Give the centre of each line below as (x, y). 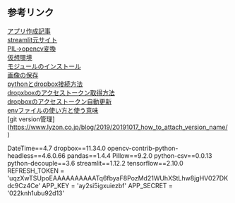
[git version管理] (31, 119)
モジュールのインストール (44, 66)
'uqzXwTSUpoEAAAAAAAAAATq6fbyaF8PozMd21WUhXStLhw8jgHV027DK (118, 178)
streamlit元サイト (32, 39)
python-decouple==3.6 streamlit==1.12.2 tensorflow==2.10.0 (95, 163)
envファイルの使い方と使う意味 (53, 110)
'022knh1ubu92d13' (36, 193)
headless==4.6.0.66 (36, 155)
